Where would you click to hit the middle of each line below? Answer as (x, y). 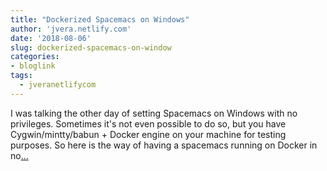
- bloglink (33, 66)
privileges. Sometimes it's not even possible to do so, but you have (148, 123)
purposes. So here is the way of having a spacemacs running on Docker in (164, 145)
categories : (35, 57)
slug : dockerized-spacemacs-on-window (91, 47)
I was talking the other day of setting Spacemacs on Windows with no (154, 113)
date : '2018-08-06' (51, 38)
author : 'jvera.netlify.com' (71, 29)
